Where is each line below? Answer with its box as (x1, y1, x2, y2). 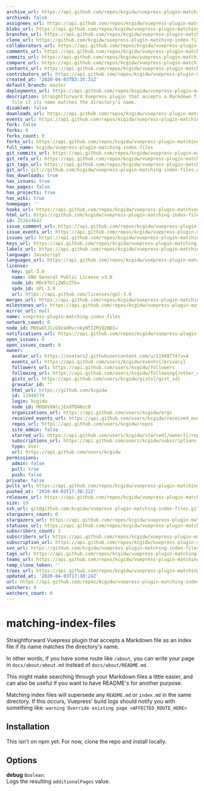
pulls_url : (6, 483, 34, 489)
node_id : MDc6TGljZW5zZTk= (12, 280, 80, 286)
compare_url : (6, 59, 39, 66)
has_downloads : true (6, 172, 59, 179)
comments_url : (6, 49, 42, 55)
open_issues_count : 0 (6, 342, 61, 348)
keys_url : (6, 240, 32, 246)
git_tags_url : (6, 161, 42, 168)
